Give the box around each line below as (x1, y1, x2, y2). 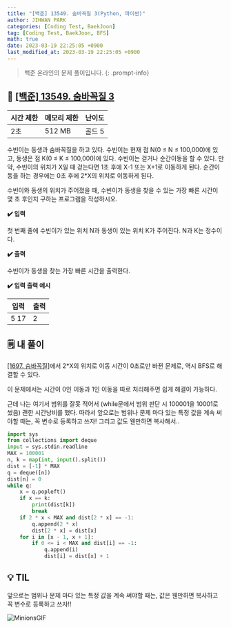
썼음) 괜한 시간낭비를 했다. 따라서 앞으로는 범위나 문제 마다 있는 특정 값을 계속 (7, 408, 215, 416)
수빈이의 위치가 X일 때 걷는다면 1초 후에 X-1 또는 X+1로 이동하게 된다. (16, 163, 202, 171)
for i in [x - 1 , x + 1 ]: (19, 533, 94, 540)
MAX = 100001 (7, 450, 45, 457)
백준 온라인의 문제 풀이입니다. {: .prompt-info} (23, 68, 150, 77)
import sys (7, 430, 39, 438)
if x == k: (19, 495, 51, 502)
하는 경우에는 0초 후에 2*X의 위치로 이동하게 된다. (19, 171, 154, 180)
